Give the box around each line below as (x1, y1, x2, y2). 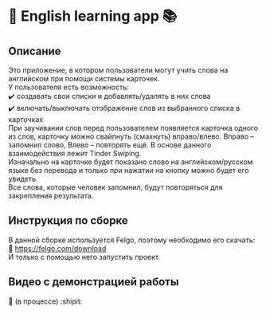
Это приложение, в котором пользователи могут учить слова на (8, 65, 229, 75)
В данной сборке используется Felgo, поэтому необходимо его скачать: (8, 235, 256, 245)
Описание (8, 44, 61, 57)
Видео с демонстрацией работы (8, 275, 179, 288)
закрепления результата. (8, 191, 94, 200)
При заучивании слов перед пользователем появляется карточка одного (8, 124, 259, 132)
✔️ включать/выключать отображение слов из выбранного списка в (8, 104, 241, 112)
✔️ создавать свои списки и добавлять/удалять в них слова (8, 92, 211, 100)
